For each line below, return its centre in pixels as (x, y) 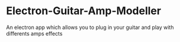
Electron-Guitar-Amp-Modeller (84, 11)
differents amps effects (35, 33)
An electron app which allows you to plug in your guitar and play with (90, 27)
